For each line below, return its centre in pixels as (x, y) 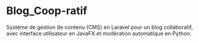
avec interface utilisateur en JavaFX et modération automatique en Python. (99, 33)
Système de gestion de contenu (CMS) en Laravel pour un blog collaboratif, (100, 27)
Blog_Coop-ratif (47, 11)
